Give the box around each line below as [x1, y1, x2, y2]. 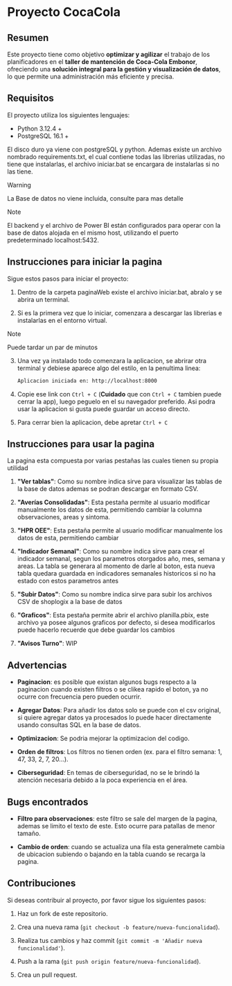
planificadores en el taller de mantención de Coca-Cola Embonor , [7, 58, 197, 66]
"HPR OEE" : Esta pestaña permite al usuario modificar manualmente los [17, 526, 223, 535]
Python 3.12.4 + [17, 124, 62, 133]
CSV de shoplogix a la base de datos [17, 598, 123, 606]
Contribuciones [7, 878, 76, 889]
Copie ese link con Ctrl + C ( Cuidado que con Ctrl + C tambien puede [17, 390, 222, 398]
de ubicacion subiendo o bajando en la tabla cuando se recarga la [17, 850, 206, 858]
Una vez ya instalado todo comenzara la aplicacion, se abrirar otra [17, 356, 206, 365]
